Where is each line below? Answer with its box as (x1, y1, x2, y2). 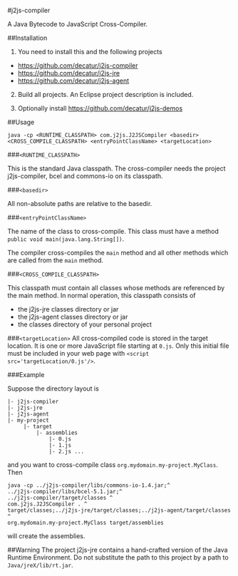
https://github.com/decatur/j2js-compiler (17, 61, 138, 70)
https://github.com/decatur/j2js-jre (17, 69, 120, 77)
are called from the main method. (7, 256, 104, 264)
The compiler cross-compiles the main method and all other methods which (7, 249, 229, 257)
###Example (7, 371, 45, 379)
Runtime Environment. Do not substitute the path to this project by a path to (7, 553, 229, 562)
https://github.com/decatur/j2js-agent (17, 76, 130, 85)
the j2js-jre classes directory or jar (17, 305, 119, 313)
